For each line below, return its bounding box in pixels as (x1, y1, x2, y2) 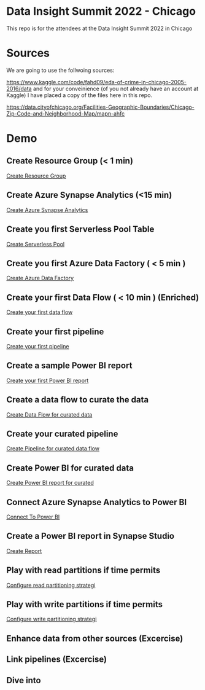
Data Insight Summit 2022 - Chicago (6, 4, 196, 18)
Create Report (6, 547, 42, 554)
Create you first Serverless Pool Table (6, 224, 155, 235)
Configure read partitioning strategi (6, 581, 96, 589)
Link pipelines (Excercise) (6, 654, 107, 665)
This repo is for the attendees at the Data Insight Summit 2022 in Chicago (6, 25, 193, 32)
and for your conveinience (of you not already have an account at (33, 85, 199, 92)
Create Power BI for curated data (6, 463, 134, 473)
